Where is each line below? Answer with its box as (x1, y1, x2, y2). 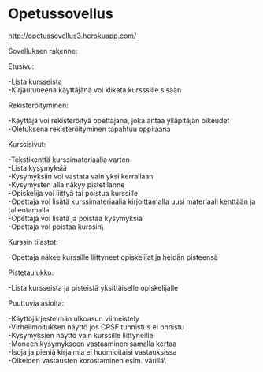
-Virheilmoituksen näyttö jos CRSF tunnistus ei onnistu (8, 321, 185, 332)
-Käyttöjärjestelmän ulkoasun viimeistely (8, 314, 140, 323)
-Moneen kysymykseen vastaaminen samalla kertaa (8, 339, 177, 348)
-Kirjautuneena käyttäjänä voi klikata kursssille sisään (8, 85, 182, 95)
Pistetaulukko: (8, 268, 54, 277)
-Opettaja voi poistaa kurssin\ (8, 222, 104, 231)
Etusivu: (8, 61, 35, 71)
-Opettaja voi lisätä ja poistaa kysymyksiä (8, 213, 143, 223)
